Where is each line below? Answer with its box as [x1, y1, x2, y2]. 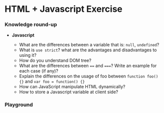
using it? [19, 52, 37, 58]
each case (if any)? [19, 68, 59, 74]
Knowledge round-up [4, 21, 57, 28]
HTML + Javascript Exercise [4, 3, 123, 15]
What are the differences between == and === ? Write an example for [19, 63, 157, 69]
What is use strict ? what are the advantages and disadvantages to [19, 47, 157, 53]
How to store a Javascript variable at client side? [19, 89, 119, 95]
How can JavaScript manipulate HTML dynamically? [19, 84, 125, 90]
